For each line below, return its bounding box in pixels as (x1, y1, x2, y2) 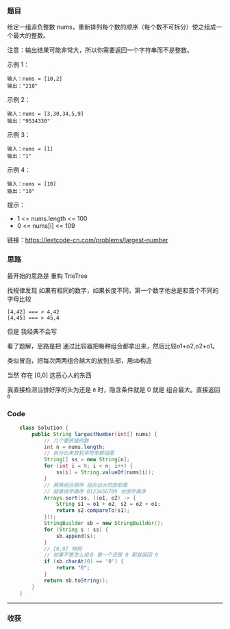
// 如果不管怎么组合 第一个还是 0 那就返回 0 (43, 552, 159, 559)
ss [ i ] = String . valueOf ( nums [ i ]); (55, 469, 155, 476)
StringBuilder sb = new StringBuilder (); (43, 520, 164, 527)
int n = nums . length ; (43, 444, 106, 450)
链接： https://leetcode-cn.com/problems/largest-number (7, 236, 169, 244)
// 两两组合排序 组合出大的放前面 (43, 481, 128, 489)
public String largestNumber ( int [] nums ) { (31, 431, 157, 437)
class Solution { (19, 424, 69, 431)
